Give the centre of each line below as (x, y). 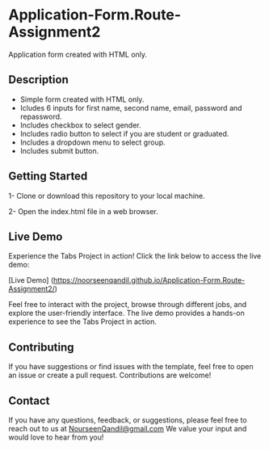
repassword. (41, 116)
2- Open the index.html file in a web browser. (84, 211)
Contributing (41, 347)
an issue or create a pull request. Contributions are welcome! (110, 375)
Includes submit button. (59, 150)
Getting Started (48, 177)
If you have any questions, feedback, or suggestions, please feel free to (128, 420)
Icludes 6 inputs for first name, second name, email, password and (131, 107)
